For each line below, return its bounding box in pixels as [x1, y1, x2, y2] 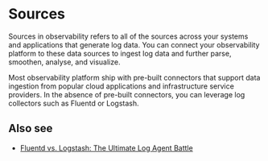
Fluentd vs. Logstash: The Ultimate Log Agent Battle [19, 142, 193, 153]
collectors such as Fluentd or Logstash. [8, 98, 139, 108]
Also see [8, 122, 53, 135]
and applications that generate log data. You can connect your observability [8, 39, 260, 49]
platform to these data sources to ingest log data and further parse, [8, 48, 232, 58]
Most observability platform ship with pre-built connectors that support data [8, 72, 261, 82]
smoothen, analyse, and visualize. [8, 57, 121, 67]
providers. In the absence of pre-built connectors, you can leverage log [8, 89, 245, 99]
